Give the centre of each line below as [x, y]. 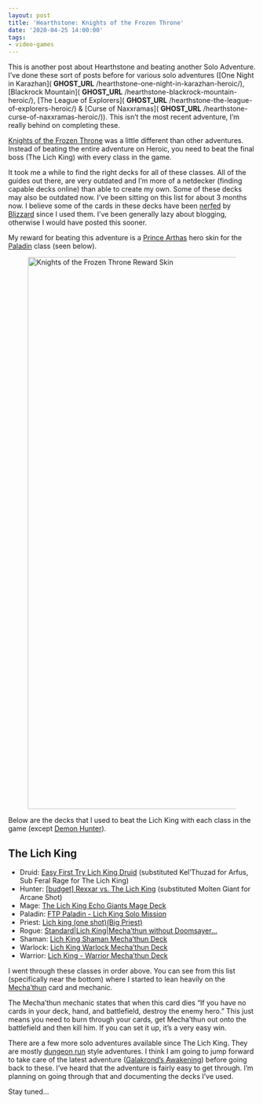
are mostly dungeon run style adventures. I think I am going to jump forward [131, 1051]
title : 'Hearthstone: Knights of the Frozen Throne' [96, 23]
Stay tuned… [29, 1091]
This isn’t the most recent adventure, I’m [174, 117]
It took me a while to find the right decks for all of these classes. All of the [127, 173]
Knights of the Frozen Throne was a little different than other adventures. [126, 141]
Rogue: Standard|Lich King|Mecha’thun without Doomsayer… [118, 930]
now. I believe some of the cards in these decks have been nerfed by [120, 206]
